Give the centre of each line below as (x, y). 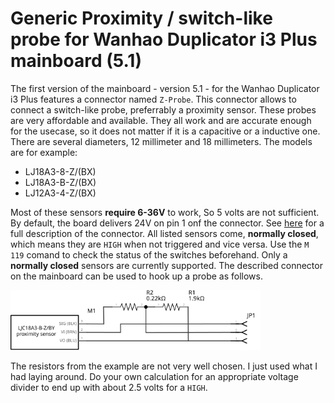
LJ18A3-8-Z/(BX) (60, 171)
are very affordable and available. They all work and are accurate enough (161, 120)
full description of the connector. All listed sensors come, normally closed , (164, 233)
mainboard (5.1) (76, 61)
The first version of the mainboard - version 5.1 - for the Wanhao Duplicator (165, 88)
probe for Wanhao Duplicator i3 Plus (164, 39)
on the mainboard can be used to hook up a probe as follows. (136, 276)
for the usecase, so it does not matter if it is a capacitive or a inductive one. (165, 131)
